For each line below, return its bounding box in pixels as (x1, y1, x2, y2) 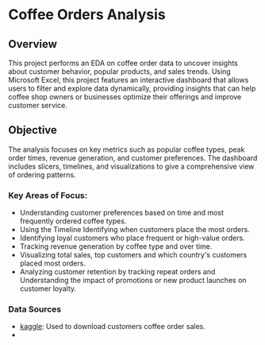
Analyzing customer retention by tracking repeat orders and (19, 267, 216, 277)
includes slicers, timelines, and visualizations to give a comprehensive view (8, 161, 255, 171)
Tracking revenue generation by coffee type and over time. (19, 242, 213, 251)
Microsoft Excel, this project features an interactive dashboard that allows (8, 76, 249, 84)
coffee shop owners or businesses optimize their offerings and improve (8, 92, 242, 101)
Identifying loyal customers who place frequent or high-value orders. (19, 233, 245, 243)
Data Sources (8, 304, 62, 315)
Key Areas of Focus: (8, 189, 88, 200)
